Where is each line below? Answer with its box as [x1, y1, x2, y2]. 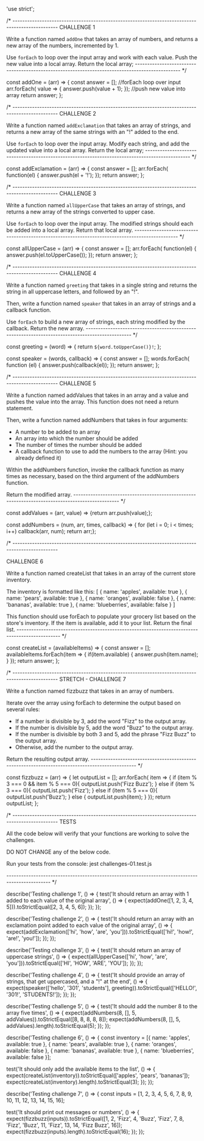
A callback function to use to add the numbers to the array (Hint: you [15, 448, 188, 455]
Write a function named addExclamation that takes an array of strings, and [6, 122, 191, 129]
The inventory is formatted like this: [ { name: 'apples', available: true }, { [6, 588, 188, 595]
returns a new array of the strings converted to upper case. [6, 208, 155, 215]
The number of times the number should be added [15, 441, 142, 448]
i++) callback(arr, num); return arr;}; [6, 528, 96, 534]
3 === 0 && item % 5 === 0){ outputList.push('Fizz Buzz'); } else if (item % [6, 780, 195, 788]
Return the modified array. [6, 491, 72, 498]
